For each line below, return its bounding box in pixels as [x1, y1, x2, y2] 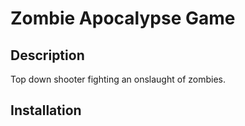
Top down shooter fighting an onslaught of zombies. [10, 73, 226, 85]
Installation [10, 102, 82, 119]
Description [10, 47, 85, 64]
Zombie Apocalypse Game [10, 7, 236, 30]
